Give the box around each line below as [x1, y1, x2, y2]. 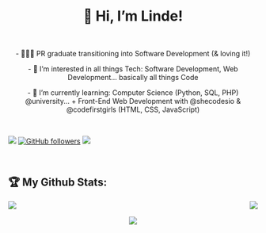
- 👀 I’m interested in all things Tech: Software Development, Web [27, 63, 239, 74]
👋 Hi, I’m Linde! [82, 7, 184, 25]
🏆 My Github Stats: [8, 176, 108, 189]
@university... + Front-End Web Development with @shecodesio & [25, 96, 241, 105]
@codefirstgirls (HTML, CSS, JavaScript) [66, 105, 200, 114]
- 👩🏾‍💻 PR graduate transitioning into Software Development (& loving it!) [15, 48, 251, 58]
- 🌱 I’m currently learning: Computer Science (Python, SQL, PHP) [27, 87, 239, 97]
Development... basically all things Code [67, 72, 199, 82]
